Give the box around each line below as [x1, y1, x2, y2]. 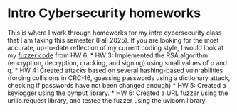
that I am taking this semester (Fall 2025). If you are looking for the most [7, 35, 219, 44]
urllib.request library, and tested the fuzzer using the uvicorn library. [7, 96, 208, 104]
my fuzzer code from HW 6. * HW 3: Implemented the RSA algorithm [7, 51, 209, 60]
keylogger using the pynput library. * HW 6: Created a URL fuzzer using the [7, 89, 228, 97]
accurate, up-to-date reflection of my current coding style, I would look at [7, 43, 224, 52]
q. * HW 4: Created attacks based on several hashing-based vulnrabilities [7, 66, 223, 74]
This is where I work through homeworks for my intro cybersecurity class [7, 28, 222, 37]
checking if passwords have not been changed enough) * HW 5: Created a [7, 81, 226, 89]
